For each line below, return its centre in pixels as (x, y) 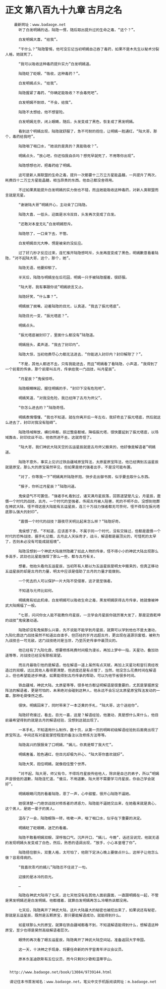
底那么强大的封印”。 (23, 512)
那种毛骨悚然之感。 (29, 696)
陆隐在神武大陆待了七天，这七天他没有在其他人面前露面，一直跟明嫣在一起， (85, 895)
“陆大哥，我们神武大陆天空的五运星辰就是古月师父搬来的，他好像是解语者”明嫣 (87, 447)
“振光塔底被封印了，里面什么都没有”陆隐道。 (57, 335)
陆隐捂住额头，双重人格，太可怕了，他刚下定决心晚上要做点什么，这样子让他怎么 (88, 852)
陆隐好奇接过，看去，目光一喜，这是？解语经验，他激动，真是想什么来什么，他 (86, 715)
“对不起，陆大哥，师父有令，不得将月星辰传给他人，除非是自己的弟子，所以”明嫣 (89, 774)
